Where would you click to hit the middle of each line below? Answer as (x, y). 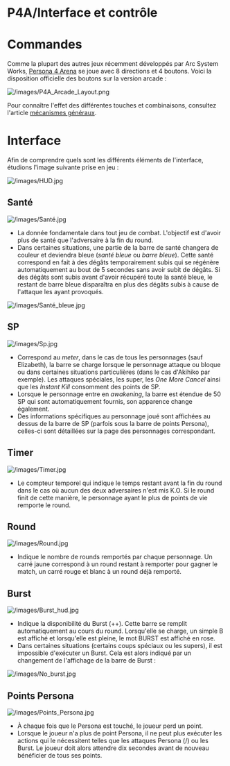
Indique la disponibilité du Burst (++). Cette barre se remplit (102, 624)
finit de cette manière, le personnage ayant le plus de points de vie (112, 497)
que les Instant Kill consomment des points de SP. (89, 386)
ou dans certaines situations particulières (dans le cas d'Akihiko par (114, 372)
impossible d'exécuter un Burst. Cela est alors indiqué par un (104, 653)
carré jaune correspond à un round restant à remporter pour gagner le (117, 564)
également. (33, 409)
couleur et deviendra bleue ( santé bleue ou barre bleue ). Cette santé (115, 255)
